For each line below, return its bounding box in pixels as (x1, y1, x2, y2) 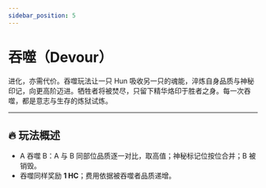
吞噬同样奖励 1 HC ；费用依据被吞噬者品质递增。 (19, 171, 176, 181)
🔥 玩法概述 (8, 129, 61, 142)
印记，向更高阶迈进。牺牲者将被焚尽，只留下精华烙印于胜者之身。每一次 (8, 86, 244, 95)
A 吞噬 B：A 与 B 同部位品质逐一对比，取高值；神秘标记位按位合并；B (19, 152, 248, 161)
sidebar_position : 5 (8, 11, 77, 20)
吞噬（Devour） (8, 48, 113, 66)
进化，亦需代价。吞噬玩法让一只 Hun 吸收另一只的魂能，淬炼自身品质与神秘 (8, 76, 255, 86)
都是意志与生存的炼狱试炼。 (21, 96, 112, 106)
